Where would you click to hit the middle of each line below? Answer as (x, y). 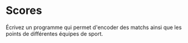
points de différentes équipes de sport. (54, 33)
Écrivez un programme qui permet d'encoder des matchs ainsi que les (94, 27)
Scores (24, 11)
